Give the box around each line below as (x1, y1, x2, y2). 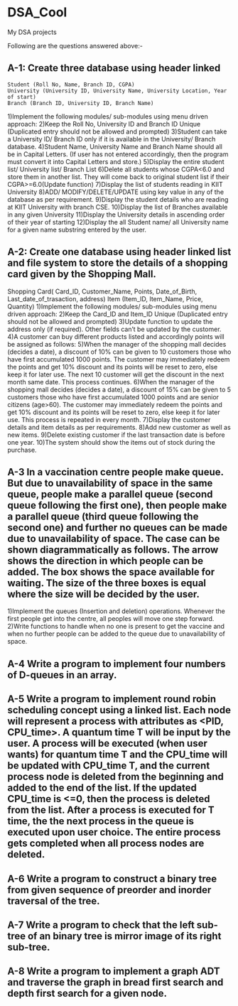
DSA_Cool (7, 4, 67, 21)
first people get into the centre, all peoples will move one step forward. (7, 615, 215, 623)
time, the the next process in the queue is (7, 815, 194, 828)
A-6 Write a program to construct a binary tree (7, 872, 217, 885)
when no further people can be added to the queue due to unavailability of (7, 629, 225, 638)
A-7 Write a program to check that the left (7, 919, 195, 931)
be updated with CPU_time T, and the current (7, 759, 210, 772)
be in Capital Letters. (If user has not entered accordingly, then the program (7, 150, 229, 158)
